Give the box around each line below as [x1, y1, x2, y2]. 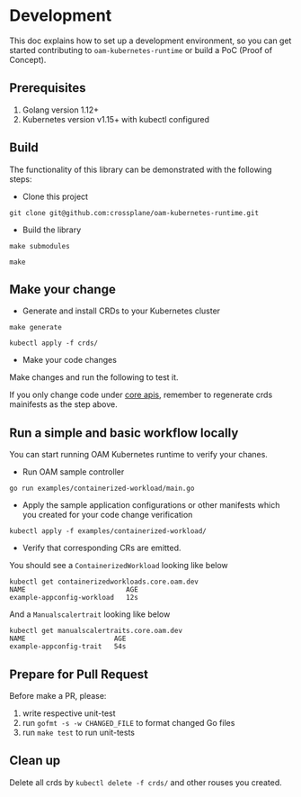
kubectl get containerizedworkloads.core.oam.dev [9, 577, 199, 586]
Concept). [9, 54, 47, 65]
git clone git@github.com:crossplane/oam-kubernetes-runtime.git [9, 208, 259, 217]
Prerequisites [9, 80, 86, 95]
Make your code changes [22, 355, 117, 366]
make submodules [9, 241, 70, 250]
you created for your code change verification [22, 510, 193, 521]
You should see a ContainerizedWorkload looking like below [9, 560, 229, 571]
